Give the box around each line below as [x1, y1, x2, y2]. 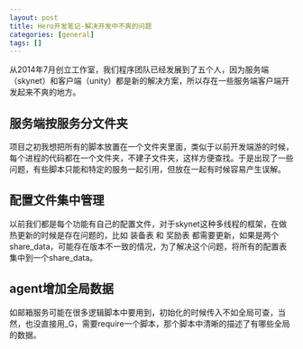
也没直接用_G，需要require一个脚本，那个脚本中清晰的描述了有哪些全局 [24, 317, 290, 329]
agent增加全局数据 [9, 281, 115, 297]
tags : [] [9, 38, 42, 48]
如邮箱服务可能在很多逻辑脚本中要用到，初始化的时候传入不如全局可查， [9, 307, 278, 317]
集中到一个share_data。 [9, 252, 98, 262]
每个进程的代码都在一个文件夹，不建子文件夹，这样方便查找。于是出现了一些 [9, 152, 294, 163]
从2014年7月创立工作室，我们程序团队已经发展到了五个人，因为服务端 [9, 64, 270, 75]
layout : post [9, 13, 59, 23]
